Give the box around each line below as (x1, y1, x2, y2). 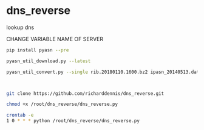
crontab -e (6, 112, 34, 119)
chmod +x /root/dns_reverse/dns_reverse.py (6, 101, 118, 108)
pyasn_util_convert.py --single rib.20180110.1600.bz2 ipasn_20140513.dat (6, 69, 200, 75)
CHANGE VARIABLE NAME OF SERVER (6, 35, 104, 42)
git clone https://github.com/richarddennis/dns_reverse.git (6, 90, 165, 97)
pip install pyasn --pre (6, 47, 69, 53)
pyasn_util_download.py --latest (6, 58, 91, 64)
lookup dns (6, 24, 35, 31)
